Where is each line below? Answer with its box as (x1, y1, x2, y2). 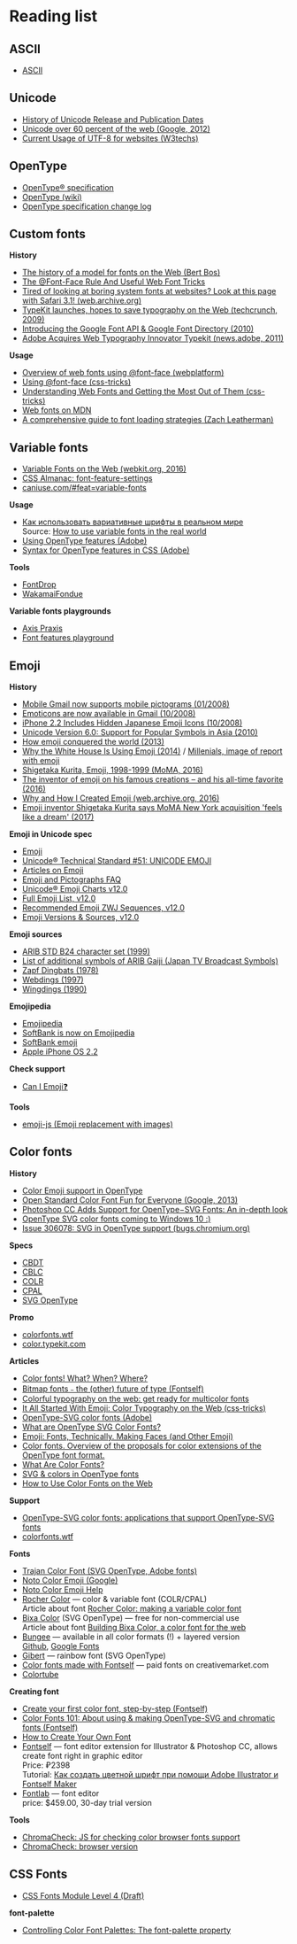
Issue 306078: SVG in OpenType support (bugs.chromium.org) (21, 1222, 250, 1233)
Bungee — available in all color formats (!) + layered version (21, 1631, 240, 1642)
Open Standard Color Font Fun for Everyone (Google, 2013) (21, 1194, 239, 1205)
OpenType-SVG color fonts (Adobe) (21, 1412, 153, 1422)
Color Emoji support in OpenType (21, 1185, 143, 1196)
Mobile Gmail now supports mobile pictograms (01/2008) (21, 699, 230, 709)
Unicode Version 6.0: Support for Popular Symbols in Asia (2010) (21, 727, 258, 738)
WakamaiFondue (21, 589, 84, 600)
